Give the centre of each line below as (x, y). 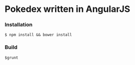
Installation (19, 25)
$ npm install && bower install (38, 35)
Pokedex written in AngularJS (67, 9)
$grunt (11, 58)
